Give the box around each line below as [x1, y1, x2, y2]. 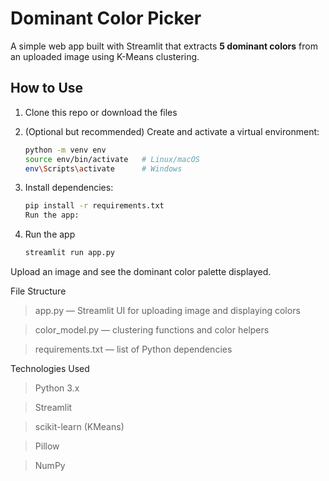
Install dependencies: [24, 182, 114, 194]
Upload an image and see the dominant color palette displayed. [10, 266, 272, 277]
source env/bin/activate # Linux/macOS [24, 154, 201, 164]
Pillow [34, 440, 60, 452]
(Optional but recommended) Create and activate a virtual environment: [24, 125, 320, 137]
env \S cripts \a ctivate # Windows [24, 163, 183, 174]
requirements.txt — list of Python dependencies [34, 343, 233, 355]
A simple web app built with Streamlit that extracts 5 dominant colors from [10, 40, 318, 52]
